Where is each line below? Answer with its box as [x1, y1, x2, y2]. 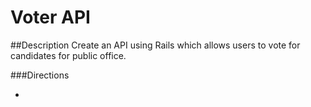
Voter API [10, 6, 91, 29]
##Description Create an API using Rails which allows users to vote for [10, 39, 301, 51]
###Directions [10, 69, 70, 81]
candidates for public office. [10, 49, 127, 61]
